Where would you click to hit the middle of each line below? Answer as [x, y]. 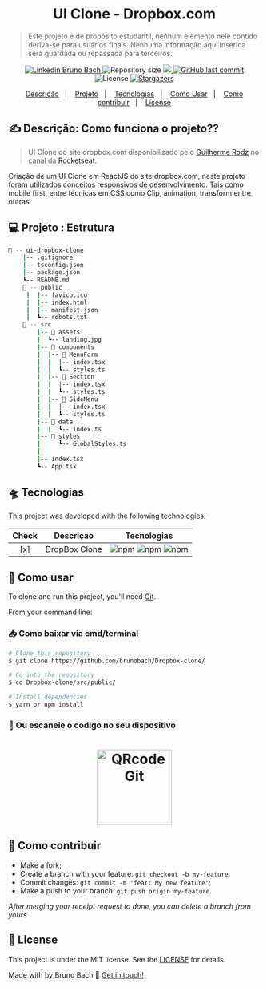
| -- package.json [52, 273]
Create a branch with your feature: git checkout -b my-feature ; [125, 873]
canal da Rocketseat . [62, 160]
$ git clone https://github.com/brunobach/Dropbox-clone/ [107, 661]
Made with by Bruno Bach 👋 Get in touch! [76, 974]
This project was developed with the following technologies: [107, 516]
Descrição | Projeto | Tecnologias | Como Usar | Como [134, 94]
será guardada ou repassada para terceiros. [100, 53]
